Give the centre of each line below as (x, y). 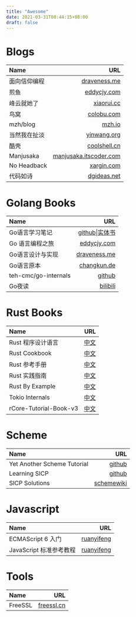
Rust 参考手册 (28, 364)
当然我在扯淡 (27, 135)
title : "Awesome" (27, 11)
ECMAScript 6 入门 (35, 539)
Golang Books (41, 203)
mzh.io (111, 124)
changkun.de (97, 266)
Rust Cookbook (30, 353)
